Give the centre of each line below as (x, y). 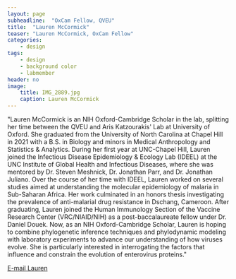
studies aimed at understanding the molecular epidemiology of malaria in (113, 187)
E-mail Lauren (27, 268)
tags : (15, 54)
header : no (23, 79)
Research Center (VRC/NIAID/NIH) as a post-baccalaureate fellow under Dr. (117, 217)
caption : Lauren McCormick (60, 100)
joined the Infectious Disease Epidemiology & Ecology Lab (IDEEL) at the (112, 157)
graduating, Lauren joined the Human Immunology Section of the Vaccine (114, 209)
